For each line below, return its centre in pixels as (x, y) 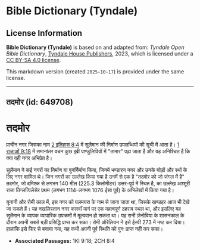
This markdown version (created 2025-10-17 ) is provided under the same (95, 72)
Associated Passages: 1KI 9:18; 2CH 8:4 (65, 241)
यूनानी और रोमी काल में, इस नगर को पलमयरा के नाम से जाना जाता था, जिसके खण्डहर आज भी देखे (98, 202)
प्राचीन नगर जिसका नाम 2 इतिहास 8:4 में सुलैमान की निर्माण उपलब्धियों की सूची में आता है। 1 (93, 145)
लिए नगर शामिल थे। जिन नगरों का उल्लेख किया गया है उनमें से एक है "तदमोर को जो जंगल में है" (95, 177)
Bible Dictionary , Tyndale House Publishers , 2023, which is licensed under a (100, 54)
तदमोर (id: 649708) (40, 102)
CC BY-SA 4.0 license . (34, 60)
